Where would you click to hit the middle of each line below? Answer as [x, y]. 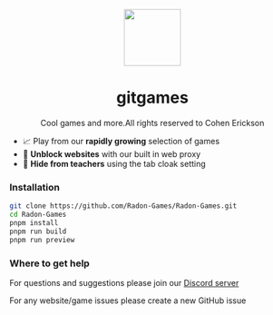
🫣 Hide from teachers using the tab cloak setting [114, 163]
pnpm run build [38, 231]
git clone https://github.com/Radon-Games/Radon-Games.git [123, 206]
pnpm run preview [42, 240]
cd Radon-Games [38, 215]
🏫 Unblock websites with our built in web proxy [112, 153]
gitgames [152, 98]
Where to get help [50, 263]
